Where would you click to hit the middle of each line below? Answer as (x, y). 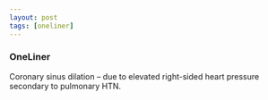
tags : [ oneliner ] (42, 26)
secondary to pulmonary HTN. (65, 86)
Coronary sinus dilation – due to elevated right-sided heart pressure (134, 76)
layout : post (34, 17)
